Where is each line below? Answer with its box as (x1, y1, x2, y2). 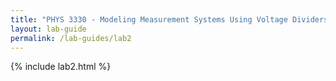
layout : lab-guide (10, 24, 87, 34)
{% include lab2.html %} (10, 61, 112, 73)
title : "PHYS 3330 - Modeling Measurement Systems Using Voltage (10, 14, 288, 25)
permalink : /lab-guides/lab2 (10, 33, 132, 43)
